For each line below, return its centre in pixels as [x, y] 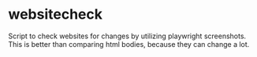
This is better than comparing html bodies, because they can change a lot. [129, 44]
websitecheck [55, 14]
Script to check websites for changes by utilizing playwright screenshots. [127, 36]
